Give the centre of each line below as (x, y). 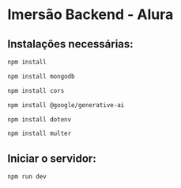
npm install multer (40, 134)
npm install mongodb (41, 76)
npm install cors (36, 90)
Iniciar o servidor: (52, 158)
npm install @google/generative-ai (66, 105)
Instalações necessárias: (70, 44)
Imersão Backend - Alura (90, 15)
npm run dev (27, 177)
